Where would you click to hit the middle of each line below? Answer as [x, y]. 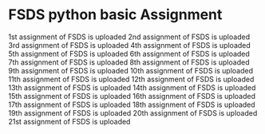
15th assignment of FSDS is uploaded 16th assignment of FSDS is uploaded [132, 96]
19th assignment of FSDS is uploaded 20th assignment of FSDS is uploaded [133, 112]
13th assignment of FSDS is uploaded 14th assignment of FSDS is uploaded [132, 87]
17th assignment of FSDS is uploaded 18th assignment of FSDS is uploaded [132, 104]
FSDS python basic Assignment [115, 15]
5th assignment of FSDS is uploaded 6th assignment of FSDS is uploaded [129, 53]
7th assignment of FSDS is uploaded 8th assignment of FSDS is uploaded [129, 62]
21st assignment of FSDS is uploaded [69, 121]
